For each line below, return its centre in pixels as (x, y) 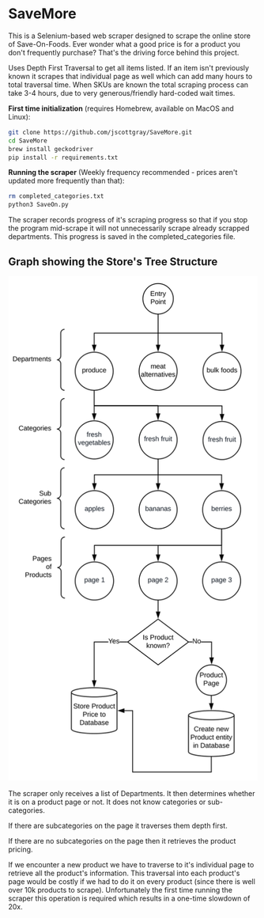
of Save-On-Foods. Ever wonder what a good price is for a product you (124, 44)
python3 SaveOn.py (38, 205)
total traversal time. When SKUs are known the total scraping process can (128, 85)
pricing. (21, 849)
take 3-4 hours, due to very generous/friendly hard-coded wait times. (122, 93)
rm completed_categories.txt (56, 196)
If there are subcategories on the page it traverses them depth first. (118, 825)
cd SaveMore (28, 140)
